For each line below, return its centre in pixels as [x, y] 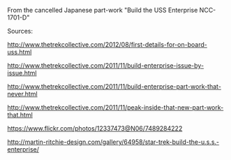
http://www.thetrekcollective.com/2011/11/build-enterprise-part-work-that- [114, 86]
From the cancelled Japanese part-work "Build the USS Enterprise [103, 10]
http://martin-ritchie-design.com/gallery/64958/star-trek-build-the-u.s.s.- [113, 142]
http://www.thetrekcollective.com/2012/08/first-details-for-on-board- [107, 44]
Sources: [20, 31]
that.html [20, 115]
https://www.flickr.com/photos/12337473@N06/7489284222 [95, 128]
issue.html [22, 73]
